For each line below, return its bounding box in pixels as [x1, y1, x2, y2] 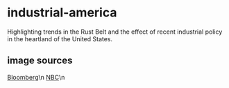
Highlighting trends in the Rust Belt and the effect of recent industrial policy [7, 27, 223, 36]
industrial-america [7, 5, 117, 21]
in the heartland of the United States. [7, 34, 113, 43]
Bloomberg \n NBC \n [7, 73, 65, 81]
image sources [7, 55, 73, 67]
